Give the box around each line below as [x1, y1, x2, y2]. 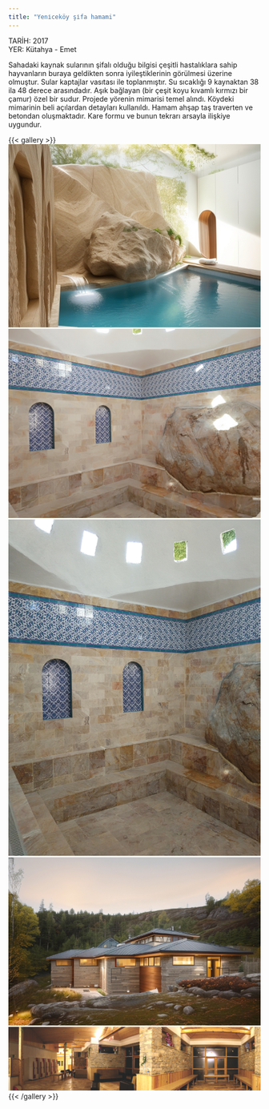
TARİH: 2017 [8, 36, 49, 46]
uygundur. [8, 119, 42, 129]
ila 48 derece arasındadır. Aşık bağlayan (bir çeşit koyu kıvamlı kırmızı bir [8, 85, 248, 95]
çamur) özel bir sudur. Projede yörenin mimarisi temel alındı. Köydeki [8, 94, 235, 103]
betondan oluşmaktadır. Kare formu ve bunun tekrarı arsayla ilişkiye [8, 110, 231, 120]
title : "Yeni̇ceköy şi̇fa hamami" [8, 13, 116, 21]
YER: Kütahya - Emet [8, 44, 78, 54]
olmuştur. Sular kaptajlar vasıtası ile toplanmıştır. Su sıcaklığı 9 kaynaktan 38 [8, 77, 259, 86]
